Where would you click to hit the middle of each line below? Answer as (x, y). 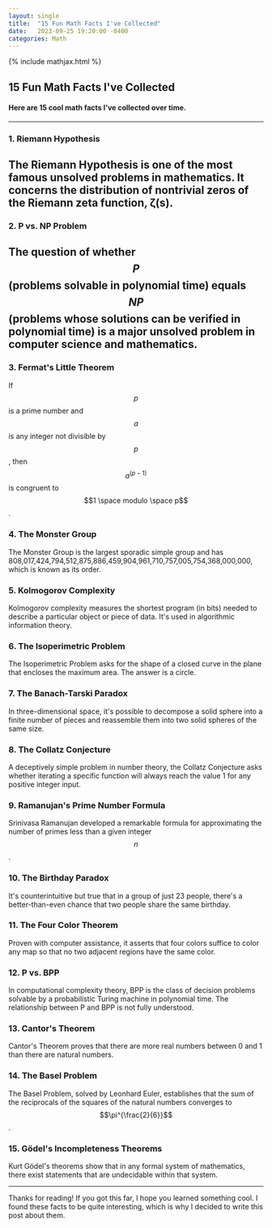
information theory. (40, 625)
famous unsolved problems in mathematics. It (126, 178)
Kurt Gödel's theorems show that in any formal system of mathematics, (127, 1166)
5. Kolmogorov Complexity (62, 590)
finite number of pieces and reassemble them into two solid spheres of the (133, 719)
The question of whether (72, 252)
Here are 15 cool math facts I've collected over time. (97, 108)
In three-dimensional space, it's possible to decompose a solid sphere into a (136, 711)
